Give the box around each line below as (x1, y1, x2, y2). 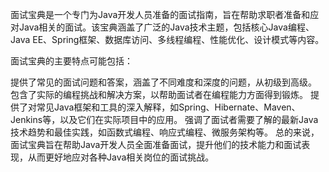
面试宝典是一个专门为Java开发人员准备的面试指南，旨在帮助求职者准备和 (10, 9, 311, 20)
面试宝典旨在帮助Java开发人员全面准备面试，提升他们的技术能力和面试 (10, 139, 302, 150)
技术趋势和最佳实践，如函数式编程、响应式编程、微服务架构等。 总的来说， (10, 126, 320, 138)
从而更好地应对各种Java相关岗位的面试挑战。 (27, 151, 215, 163)
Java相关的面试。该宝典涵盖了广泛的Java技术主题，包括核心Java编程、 (18, 21, 315, 33)
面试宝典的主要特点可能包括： (10, 55, 133, 67)
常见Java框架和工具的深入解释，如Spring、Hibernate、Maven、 (36, 101, 301, 113)
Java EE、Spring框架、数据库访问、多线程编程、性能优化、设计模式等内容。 (10, 34, 325, 45)
